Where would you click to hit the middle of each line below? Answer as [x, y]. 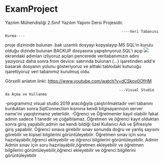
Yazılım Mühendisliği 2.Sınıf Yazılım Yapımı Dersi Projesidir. [64, 23]
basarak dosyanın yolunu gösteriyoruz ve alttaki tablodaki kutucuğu [73, 66]
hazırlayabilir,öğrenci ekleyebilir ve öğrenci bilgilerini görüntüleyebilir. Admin [82, 140]
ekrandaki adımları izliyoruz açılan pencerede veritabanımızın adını [72, 56]
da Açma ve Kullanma [26, 94]
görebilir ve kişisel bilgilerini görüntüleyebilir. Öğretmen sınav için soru [76, 134]
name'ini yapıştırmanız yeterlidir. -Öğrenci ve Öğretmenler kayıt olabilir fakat [82, 114]
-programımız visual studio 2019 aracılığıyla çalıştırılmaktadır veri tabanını [79, 103]
